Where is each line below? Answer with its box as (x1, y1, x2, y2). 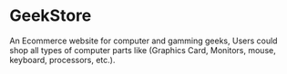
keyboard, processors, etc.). (9, 54, 116, 65)
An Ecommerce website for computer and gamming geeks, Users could (9, 35, 278, 46)
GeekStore (9, 5, 92, 26)
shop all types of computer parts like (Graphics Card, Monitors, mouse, (9, 44, 276, 55)
